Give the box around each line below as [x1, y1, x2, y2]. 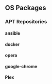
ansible [5, 30, 20, 36]
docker [5, 41, 20, 47]
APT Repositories [5, 18, 47, 25]
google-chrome [5, 63, 37, 69]
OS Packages [5, 4, 46, 12]
